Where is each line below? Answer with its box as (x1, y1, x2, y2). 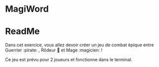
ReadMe (5, 26, 40, 37)
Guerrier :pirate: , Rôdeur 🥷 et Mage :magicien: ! (5, 47, 103, 53)
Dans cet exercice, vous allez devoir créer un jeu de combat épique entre (5, 42, 154, 48)
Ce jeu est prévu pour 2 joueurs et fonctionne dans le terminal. (5, 57, 132, 63)
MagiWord (5, 3, 49, 15)
